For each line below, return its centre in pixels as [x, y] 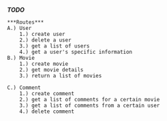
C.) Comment [24, 88]
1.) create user [43, 34]
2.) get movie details [51, 70]
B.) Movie [21, 58]
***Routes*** [26, 22]
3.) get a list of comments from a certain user [90, 105]
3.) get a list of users [55, 46]
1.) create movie [44, 64]
